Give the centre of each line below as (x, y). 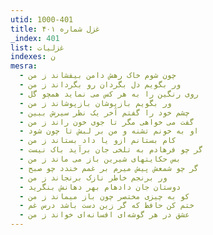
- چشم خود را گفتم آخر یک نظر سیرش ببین (104, 112)
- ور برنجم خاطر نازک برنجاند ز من (93, 177)
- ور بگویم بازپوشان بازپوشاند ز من (95, 103)
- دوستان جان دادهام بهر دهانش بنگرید (100, 187)
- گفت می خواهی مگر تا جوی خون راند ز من (107, 122)
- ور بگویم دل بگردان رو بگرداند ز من (100, 85)
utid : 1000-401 (42, 19)
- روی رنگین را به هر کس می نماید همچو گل (109, 94)
